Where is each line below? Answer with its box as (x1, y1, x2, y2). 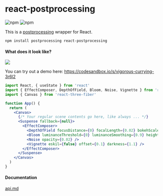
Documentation (5, 175, 37, 180)
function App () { (5, 101, 40, 106)
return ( (9, 106, 27, 110)
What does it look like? (5, 49, 52, 54)
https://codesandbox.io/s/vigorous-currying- (64, 69, 154, 74)
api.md (5, 186, 19, 192)
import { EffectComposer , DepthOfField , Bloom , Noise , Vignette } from (5, 88, 153, 93)
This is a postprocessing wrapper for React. (5, 29, 93, 35)
